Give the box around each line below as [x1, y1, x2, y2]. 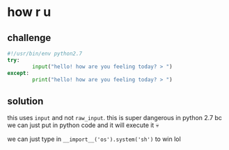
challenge [7, 32, 52, 44]
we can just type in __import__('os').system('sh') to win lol [7, 135, 181, 143]
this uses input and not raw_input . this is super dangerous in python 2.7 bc [7, 114, 223, 122]
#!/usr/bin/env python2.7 [7, 50, 82, 57]
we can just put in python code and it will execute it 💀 [7, 121, 159, 129]
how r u [7, 4, 52, 20]
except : [7, 69, 30, 76]
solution [7, 95, 44, 107]
